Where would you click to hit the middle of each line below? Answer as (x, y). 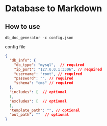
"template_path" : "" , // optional (45, 110)
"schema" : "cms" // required (44, 83)
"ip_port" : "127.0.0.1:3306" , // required (58, 69)
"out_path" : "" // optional (39, 115)
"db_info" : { (23, 60)
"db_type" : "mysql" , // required (49, 65)
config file (15, 47)
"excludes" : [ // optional (38, 101)
